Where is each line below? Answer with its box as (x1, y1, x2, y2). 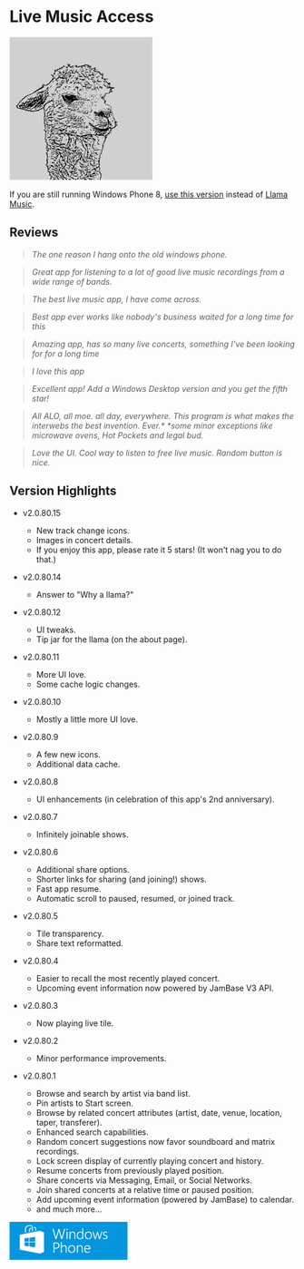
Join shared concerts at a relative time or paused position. (35, 1184, 254, 1195)
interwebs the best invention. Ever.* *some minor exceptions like (31, 420, 274, 431)
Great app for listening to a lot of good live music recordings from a (31, 266, 285, 278)
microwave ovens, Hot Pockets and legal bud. (31, 429, 204, 441)
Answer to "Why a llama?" (35, 589, 134, 600)
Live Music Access (9, 6, 154, 27)
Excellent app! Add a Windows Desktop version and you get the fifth (31, 383, 289, 394)
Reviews (9, 225, 59, 240)
